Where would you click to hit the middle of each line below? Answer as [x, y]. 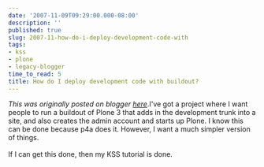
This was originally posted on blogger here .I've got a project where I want [128, 104]
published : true [35, 30]
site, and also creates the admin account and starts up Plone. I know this [126, 121]
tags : [17, 45]
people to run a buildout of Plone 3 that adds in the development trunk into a [132, 112]
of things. [24, 137]
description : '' [35, 23]
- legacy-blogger [37, 67]
